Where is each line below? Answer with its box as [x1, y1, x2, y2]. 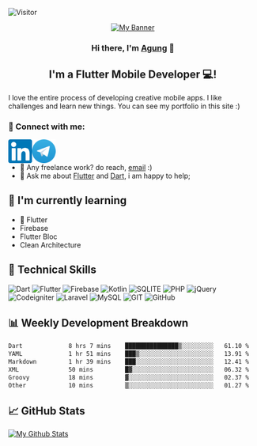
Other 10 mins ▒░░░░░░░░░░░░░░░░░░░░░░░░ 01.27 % [8, 382, 249, 390]
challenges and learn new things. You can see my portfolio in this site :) [8, 101, 240, 111]
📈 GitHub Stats [8, 404, 85, 418]
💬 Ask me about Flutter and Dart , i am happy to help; [19, 171, 191, 181]
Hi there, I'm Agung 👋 [91, 42, 175, 53]
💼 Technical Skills [8, 263, 97, 277]
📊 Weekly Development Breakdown [8, 316, 189, 330]
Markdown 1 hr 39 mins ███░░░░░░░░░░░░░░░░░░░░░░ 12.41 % [8, 358, 249, 366]
